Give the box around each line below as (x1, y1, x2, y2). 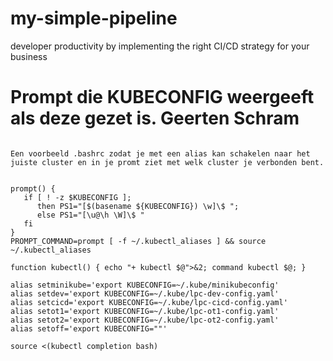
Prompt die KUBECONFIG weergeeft (10, 86, 315, 109)
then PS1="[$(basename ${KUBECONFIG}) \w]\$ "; (36, 201, 240, 211)
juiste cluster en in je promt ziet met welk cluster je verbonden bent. (10, 157, 325, 167)
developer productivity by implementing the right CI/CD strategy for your (10, 40, 310, 52)
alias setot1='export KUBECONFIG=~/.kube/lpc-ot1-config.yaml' (10, 306, 280, 316)
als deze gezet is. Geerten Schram (10, 107, 300, 130)
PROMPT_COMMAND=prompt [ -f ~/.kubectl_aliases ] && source (10, 236, 267, 246)
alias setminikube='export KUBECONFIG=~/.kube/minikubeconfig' (10, 280, 280, 290)
